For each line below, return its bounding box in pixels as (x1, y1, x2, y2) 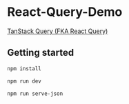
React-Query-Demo (7, 4, 123, 20)
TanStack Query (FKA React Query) (7, 27, 108, 35)
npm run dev (7, 77, 41, 85)
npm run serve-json (7, 90, 63, 97)
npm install (7, 65, 41, 72)
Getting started (7, 47, 75, 59)
